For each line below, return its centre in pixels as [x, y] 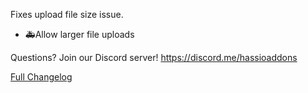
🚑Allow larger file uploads [79, 34]
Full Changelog [41, 77]
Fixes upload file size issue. [67, 14]
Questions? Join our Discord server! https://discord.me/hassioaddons [154, 57]
